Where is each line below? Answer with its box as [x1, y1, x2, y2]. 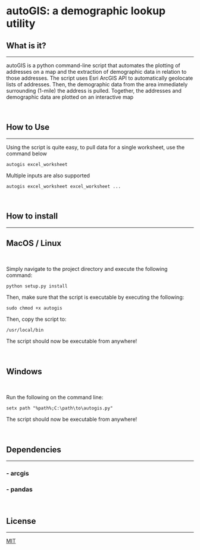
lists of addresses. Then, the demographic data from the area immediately [6, 81, 188, 87]
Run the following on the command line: [6, 394, 104, 401]
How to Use [6, 122, 50, 132]
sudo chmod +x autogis [6, 305, 62, 311]
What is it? [6, 40, 46, 51]
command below [6, 150, 48, 157]
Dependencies [6, 445, 61, 455]
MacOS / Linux [6, 238, 62, 248]
